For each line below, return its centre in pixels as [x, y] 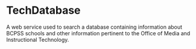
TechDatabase [43, 10]
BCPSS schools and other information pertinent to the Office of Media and [98, 33]
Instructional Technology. [38, 39]
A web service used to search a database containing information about [94, 27]
